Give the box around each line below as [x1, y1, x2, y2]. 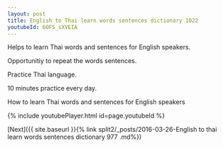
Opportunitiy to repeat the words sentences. [7, 57, 137, 65]
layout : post [7, 10, 46, 18]
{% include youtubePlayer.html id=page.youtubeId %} [7, 111, 165, 120]
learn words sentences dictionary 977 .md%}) [7, 132, 142, 142]
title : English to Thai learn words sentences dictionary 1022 [7, 17, 199, 24]
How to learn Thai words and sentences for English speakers [7, 98, 186, 106]
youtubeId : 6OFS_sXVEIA [7, 23, 78, 30]
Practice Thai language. [7, 70, 77, 79]
